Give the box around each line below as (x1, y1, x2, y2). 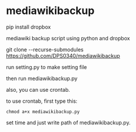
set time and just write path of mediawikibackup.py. (6, 119, 131, 126)
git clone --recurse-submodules (6, 46, 84, 53)
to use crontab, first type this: (6, 98, 78, 105)
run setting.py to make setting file (6, 63, 87, 71)
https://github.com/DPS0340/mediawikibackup (6, 52, 120, 59)
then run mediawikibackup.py (6, 75, 78, 82)
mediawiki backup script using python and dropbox (6, 34, 130, 41)
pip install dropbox (6, 23, 51, 30)
